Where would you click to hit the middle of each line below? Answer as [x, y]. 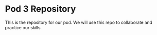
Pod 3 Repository [41, 9]
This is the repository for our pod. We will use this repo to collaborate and [78, 22]
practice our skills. [24, 27]
